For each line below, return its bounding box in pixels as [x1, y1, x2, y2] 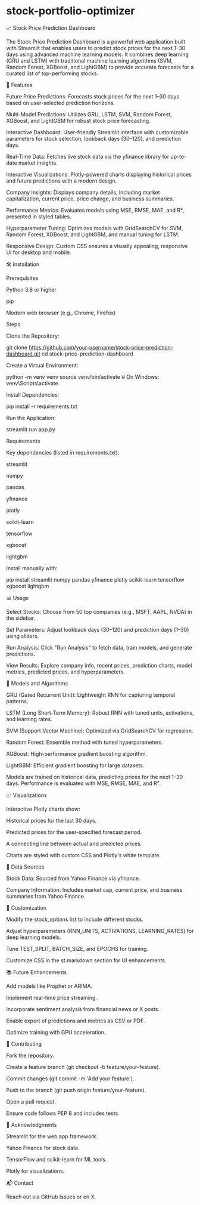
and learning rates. [6, 715, 52, 722]
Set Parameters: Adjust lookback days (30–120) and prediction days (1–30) [6, 626, 189, 633]
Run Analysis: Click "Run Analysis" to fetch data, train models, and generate [6, 644, 192, 651]
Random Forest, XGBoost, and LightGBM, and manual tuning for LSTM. [6, 231, 180, 238]
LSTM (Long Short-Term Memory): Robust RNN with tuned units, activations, [6, 709, 194, 716]
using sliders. [6, 632, 39, 639]
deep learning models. [6, 934, 61, 941]
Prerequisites [6, 274, 39, 282]
